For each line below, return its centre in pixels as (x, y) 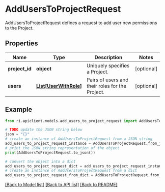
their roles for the (107, 86)
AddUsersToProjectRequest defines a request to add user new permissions (81, 23)
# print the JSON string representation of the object (62, 148)
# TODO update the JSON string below (44, 130)
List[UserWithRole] (59, 86)
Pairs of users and (108, 80)
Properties (22, 44)
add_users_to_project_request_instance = (48, 144)
